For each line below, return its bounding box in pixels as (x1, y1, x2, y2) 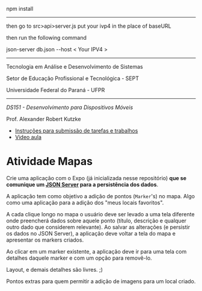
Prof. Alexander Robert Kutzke (6, 116, 81, 122)
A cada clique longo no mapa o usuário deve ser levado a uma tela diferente (6, 210, 195, 217)
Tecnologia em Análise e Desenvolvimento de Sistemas (6, 63, 143, 70)
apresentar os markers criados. (6, 236, 84, 243)
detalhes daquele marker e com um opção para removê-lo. (6, 254, 152, 261)
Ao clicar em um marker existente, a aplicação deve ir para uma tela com (6, 248, 187, 255)
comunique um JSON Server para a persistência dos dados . (6, 181, 159, 188)
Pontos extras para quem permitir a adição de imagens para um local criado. (6, 277, 196, 285)
